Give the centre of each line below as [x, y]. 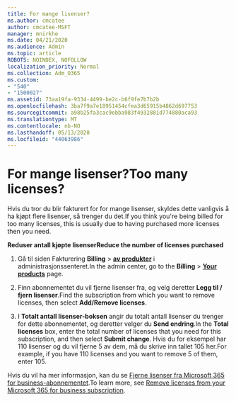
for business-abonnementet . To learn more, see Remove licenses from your [117, 383]
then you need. [29, 232]
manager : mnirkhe [33, 34]
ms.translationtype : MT [42, 119]
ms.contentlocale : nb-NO [44, 126]
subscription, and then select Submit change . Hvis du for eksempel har [122, 339]
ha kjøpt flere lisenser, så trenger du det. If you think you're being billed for [115, 216]
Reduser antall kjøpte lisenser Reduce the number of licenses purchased [116, 245]
